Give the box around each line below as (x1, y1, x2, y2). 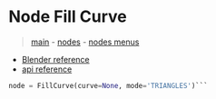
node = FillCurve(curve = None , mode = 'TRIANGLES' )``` (8, 81, 208, 90)
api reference (21, 64, 73, 74)
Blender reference (21, 54, 90, 64)
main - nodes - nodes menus (30, 36, 140, 47)
